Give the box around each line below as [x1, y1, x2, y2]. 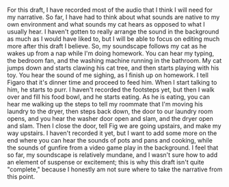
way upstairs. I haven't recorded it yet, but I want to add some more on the [7, 129, 217, 137]
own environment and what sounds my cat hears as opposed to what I [7, 20, 205, 28]
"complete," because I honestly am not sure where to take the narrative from [7, 165, 223, 173]
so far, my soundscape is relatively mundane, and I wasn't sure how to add [7, 151, 217, 159]
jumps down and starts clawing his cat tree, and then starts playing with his [7, 64, 219, 72]
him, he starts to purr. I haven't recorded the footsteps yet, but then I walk [7, 85, 215, 93]
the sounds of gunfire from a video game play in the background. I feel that [7, 143, 219, 152]
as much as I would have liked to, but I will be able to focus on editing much [7, 35, 220, 43]
